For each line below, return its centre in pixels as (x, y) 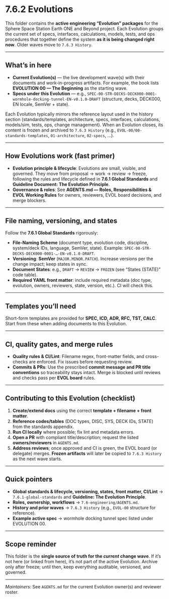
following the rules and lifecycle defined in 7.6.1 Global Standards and (85, 179)
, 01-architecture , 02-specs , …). (81, 135)
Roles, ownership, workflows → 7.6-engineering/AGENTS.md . (76, 502)
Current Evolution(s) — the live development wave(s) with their (78, 77)
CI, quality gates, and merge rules (59, 344)
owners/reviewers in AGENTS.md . (46, 443)
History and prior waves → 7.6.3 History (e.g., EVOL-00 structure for (84, 507)
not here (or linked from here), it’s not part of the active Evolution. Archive (81, 562)
